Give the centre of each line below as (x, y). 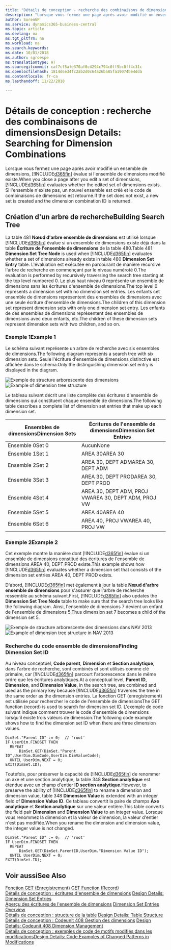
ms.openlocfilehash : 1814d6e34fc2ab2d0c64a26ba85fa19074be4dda (74, 72)
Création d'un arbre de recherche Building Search (85, 217)
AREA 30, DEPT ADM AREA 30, (118, 462)
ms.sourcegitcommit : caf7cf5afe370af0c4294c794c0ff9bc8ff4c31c (74, 67)
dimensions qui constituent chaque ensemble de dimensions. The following (83, 401)
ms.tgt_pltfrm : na (25, 39)
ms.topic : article (25, 29)
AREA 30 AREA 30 (103, 454)
